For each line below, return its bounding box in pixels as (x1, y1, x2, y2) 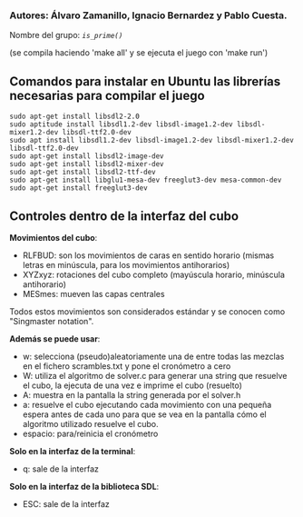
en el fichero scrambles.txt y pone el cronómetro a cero (22, 360, 231, 372)
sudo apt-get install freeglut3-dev (9, 184, 148, 193)
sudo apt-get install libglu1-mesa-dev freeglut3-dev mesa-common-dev (9, 175, 282, 185)
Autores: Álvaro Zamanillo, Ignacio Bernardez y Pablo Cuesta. (9, 9, 288, 22)
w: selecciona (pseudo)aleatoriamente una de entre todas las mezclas (22, 351, 285, 362)
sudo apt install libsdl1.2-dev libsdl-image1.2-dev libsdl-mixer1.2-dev (9, 136, 295, 145)
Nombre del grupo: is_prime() (9, 30, 123, 41)
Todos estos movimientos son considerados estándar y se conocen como (9, 305, 286, 317)
